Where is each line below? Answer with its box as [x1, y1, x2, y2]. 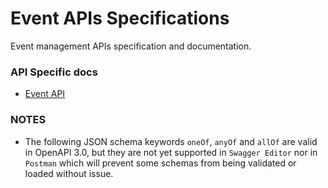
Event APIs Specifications [10, 7, 230, 30]
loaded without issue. [24, 167, 114, 179]
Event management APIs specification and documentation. [10, 40, 252, 52]
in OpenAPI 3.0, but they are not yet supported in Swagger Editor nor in [24, 146, 318, 158]
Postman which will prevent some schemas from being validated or [24, 157, 297, 169]
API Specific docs [10, 65, 98, 79]
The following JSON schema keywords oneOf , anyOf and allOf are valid [24, 135, 318, 147]
